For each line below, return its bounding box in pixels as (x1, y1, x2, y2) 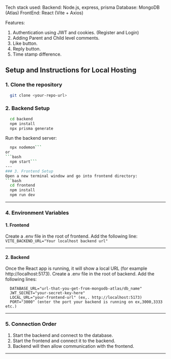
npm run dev (10, 192, 36, 198)
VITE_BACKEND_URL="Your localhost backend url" (5, 239, 108, 244)
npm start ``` (10, 159, 38, 165)
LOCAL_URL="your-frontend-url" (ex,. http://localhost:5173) (10, 295, 142, 300)
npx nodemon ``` (10, 145, 42, 150)
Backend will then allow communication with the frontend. (12, 343, 134, 349)
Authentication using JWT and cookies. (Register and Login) (12, 30, 139, 35)
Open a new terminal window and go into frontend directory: (5, 173, 138, 178)
